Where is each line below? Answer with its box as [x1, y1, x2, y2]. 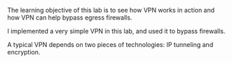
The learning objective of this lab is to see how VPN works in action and [7, 6, 215, 14]
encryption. [7, 48, 41, 56]
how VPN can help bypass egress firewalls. [7, 13, 132, 22]
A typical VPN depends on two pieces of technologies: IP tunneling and [7, 41, 214, 48]
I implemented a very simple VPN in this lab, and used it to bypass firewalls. [7, 27, 226, 35]
